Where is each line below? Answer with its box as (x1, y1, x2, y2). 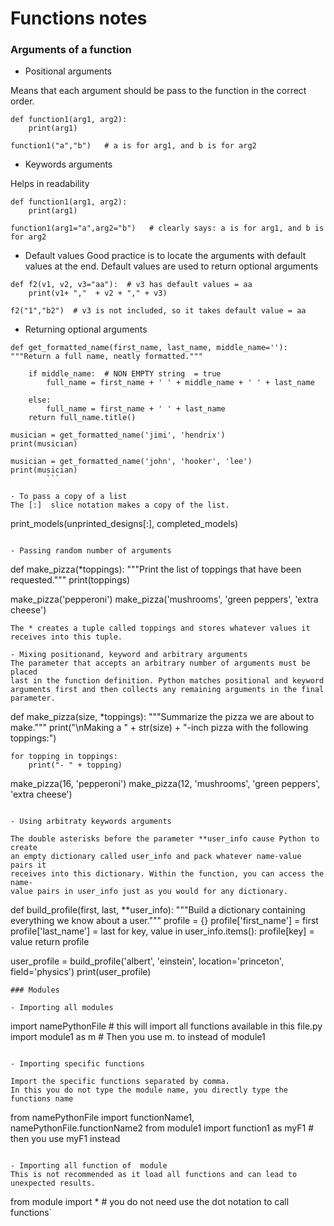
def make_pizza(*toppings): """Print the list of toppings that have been (10, 563, 302, 576)
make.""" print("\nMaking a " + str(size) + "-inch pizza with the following (10, 722, 309, 734)
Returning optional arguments (24, 323, 148, 336)
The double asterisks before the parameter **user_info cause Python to (10, 834, 320, 844)
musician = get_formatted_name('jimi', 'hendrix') (10, 430, 226, 441)
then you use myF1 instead (10, 1133, 121, 1145)
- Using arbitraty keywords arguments (10, 817, 172, 827)
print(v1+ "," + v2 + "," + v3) (28, 288, 168, 299)
